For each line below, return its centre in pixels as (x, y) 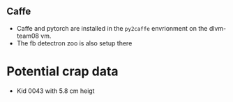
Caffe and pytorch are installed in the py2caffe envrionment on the (112, 28)
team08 (28, 36)
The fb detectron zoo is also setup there (74, 43)
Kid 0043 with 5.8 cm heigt (55, 91)
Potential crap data (63, 71)
